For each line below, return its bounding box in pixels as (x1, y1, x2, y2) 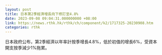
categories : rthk (5, 25, 40, 30)
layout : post (5, 7, 32, 12)
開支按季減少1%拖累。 (5, 45, 50, 51)
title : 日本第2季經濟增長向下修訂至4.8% (5, 12, 79, 16)
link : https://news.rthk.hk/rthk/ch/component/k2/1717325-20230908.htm (5, 20, 153, 26)
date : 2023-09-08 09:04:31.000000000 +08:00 (5, 16, 97, 21)
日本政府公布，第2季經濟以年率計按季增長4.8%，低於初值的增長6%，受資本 (5, 39, 157, 45)
